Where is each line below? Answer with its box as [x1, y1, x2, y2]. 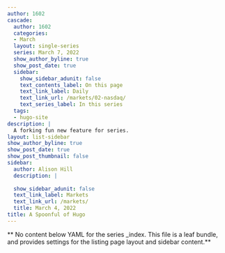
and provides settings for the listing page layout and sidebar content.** [7, 238, 211, 246]
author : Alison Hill [13, 165, 73, 173]
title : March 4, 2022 [13, 205, 77, 212]
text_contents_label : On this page [20, 82, 123, 89]
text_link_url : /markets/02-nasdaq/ [20, 95, 127, 102]
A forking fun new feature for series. [13, 127, 130, 134]
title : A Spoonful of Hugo [7, 211, 86, 218]
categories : [13, 29, 49, 37]
